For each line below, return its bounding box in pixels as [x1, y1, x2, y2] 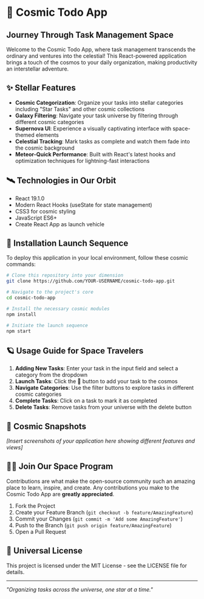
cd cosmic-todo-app [6, 295, 56, 301]
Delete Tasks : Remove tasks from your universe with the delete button [15, 404, 192, 411]
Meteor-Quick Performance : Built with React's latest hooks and [15, 150, 176, 158]
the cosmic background [15, 144, 75, 151]
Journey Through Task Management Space [6, 30, 174, 40]
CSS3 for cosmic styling [15, 207, 76, 215]
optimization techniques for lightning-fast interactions [15, 157, 150, 164]
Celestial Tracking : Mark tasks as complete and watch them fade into [15, 137, 190, 145]
